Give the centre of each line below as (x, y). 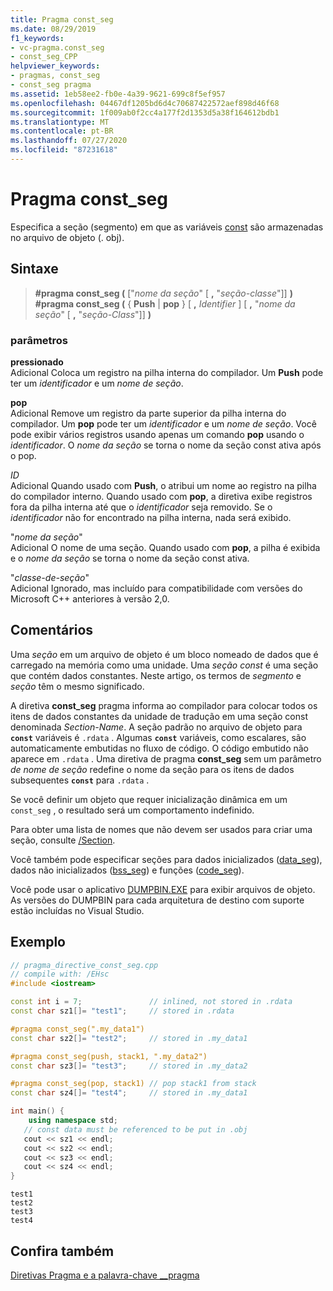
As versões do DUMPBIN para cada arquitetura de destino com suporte (157, 900)
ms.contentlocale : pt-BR (62, 131)
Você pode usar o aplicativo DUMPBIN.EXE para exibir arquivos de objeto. (163, 889)
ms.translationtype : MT (60, 122)
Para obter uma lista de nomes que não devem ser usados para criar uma (161, 829)
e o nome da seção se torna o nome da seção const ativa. (130, 558)
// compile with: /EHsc (60, 974)
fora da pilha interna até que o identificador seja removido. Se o (141, 507)
